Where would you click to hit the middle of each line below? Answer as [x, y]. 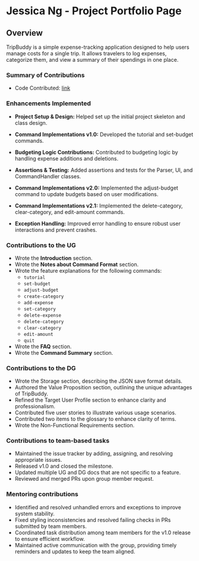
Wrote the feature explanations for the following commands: [88, 270]
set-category [40, 309]
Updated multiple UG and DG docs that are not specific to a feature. [98, 472]
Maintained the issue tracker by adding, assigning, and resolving [94, 453]
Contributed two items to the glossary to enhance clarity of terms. [95, 419]
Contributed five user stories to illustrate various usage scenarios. [95, 413]
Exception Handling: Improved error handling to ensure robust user [98, 223]
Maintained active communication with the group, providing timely [96, 545]
